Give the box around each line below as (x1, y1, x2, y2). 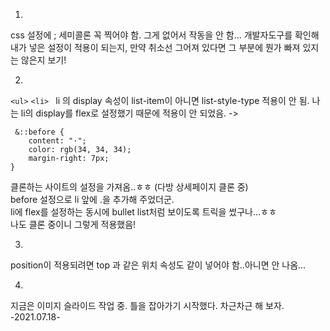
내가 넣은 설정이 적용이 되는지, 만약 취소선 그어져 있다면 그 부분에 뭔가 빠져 (10, 42, 301, 53)
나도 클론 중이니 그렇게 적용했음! (10, 219, 137, 230)
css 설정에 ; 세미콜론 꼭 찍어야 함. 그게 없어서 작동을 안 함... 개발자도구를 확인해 (10, 29, 320, 41)
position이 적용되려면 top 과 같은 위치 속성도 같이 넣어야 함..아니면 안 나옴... (10, 259, 307, 271)
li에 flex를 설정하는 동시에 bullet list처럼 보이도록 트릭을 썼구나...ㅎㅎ (10, 206, 277, 218)
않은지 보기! (20, 54, 67, 66)
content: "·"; (28, 136, 87, 146)
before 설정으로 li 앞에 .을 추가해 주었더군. (10, 194, 175, 205)
